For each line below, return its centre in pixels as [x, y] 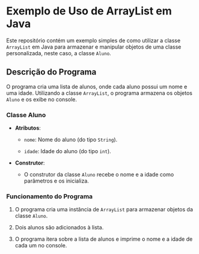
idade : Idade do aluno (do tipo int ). [67, 151]
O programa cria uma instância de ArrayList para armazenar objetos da [104, 210]
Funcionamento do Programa [50, 196]
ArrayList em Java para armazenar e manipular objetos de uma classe [94, 47]
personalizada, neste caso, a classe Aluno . [59, 53]
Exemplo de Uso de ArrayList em [89, 11]
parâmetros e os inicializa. [56, 181]
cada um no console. [41, 246]
